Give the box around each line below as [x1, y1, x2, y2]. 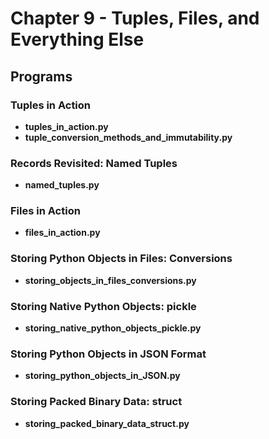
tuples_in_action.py [24, 120, 109, 132]
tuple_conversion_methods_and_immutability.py [24, 131, 233, 143]
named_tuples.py [24, 179, 100, 191]
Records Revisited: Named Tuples [10, 156, 178, 170]
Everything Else [10, 28, 145, 51]
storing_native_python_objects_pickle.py [24, 322, 202, 334]
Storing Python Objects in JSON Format [10, 347, 207, 361]
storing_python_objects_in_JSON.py [24, 370, 181, 382]
